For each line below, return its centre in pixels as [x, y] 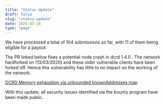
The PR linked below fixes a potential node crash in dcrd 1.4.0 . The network [83, 57]
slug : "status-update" [28, 19]
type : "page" [19, 28]
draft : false [19, 14]
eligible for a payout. [26, 48]
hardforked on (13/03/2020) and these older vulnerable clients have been [80, 62]
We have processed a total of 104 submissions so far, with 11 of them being [82, 42]
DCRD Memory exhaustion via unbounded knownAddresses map [71, 83]
